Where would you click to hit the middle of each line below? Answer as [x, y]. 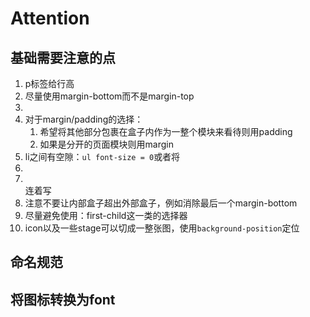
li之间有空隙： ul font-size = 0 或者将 [102, 156]
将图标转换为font [63, 299]
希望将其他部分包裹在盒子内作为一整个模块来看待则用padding [166, 131]
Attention [50, 18]
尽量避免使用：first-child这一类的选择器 [106, 215]
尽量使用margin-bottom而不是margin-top [109, 96]
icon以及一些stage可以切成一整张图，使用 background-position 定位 [162, 228]
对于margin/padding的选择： [84, 119]
